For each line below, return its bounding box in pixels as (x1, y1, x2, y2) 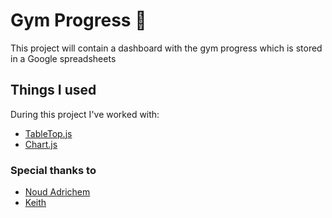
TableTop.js (24, 127, 73, 139)
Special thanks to (10, 163, 97, 177)
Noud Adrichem (24, 186, 91, 198)
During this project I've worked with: (10, 108, 160, 120)
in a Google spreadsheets (10, 52, 117, 64)
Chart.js (24, 138, 58, 150)
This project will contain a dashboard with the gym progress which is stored (10, 42, 323, 54)
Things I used (10, 82, 97, 99)
